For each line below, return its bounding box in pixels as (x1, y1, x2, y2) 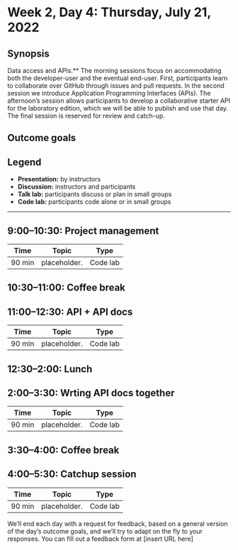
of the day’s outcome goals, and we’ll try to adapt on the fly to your (7, 527, 203, 535)
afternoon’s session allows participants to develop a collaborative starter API (7, 96, 230, 105)
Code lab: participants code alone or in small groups (17, 198, 171, 206)
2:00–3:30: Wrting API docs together (7, 387, 175, 399)
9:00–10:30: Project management (7, 225, 159, 237)
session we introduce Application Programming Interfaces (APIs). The (7, 89, 211, 97)
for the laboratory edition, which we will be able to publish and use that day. (7, 104, 229, 112)
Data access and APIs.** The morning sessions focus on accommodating (7, 67, 222, 74)
